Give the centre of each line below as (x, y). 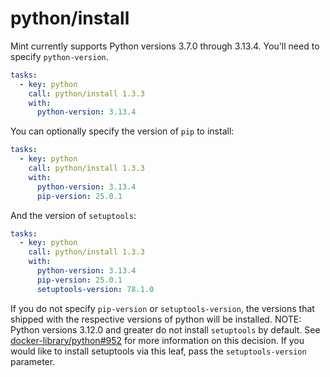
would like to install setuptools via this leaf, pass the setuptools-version (158, 351)
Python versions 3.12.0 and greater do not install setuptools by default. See (165, 329)
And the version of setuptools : (73, 215)
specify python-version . (59, 56)
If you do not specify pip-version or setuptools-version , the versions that (162, 308)
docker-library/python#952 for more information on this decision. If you (157, 340)
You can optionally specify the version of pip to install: (122, 131)
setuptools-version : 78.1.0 (95, 289)
